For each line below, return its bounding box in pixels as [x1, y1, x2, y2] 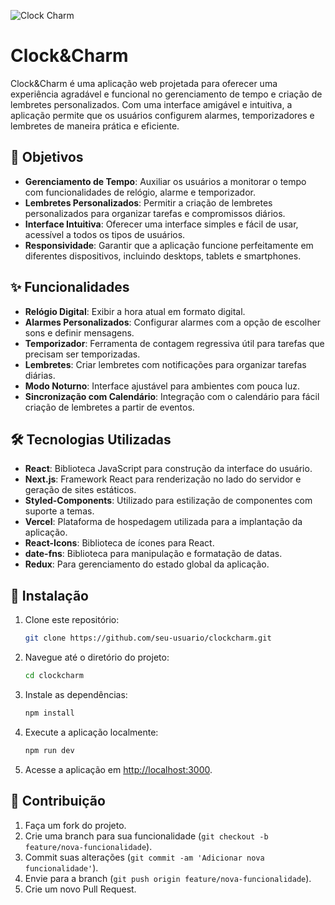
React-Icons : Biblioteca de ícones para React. [24, 537, 215, 549]
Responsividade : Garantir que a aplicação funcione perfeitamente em [24, 239, 314, 251]
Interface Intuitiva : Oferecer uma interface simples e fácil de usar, [24, 218, 299, 230]
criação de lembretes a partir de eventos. [24, 401, 195, 413]
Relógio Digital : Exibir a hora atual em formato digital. [24, 305, 246, 317]
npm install [24, 708, 75, 718]
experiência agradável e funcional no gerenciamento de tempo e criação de [10, 88, 323, 100]
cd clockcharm [24, 671, 84, 681]
